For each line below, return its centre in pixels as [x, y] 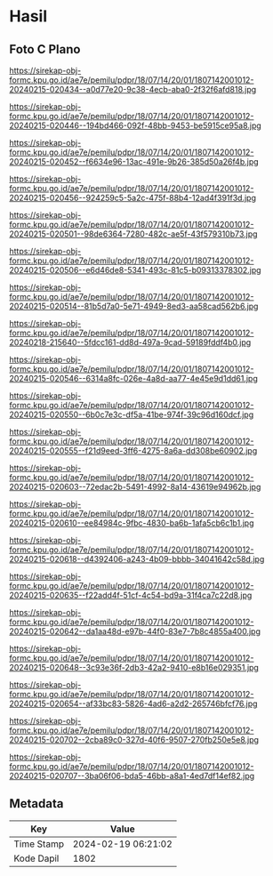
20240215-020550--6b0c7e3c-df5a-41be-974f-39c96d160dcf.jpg [132, 414]
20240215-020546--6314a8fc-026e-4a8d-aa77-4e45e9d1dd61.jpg [133, 378]
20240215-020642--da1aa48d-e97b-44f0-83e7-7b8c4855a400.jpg [135, 631]
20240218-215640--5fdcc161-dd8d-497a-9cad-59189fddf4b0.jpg [130, 342]
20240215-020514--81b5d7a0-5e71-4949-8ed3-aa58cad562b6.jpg [134, 306]
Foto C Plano [45, 49]
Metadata [36, 804]
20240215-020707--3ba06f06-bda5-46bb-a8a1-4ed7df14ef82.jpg [132, 776]
